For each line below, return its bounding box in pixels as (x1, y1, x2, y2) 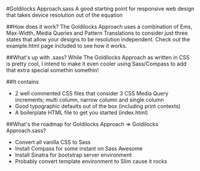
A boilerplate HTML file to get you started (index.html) (14, 109, 149, 116)
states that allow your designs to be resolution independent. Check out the (6, 36, 190, 43)
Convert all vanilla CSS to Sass (14, 139, 91, 146)
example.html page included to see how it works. (6, 42, 128, 49)
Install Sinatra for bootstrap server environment (14, 151, 132, 158)
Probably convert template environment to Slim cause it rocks (14, 158, 168, 164)
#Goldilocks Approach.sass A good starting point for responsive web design (6, 5, 195, 12)
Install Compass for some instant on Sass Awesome (14, 145, 143, 152)
